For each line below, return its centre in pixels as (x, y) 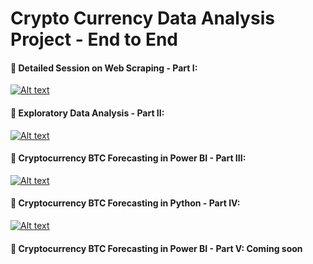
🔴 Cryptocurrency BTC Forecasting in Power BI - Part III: (128, 158)
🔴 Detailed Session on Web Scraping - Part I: (104, 68)
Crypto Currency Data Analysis (142, 18)
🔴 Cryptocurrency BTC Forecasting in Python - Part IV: (125, 203)
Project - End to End (94, 39)
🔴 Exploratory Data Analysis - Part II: (87, 113)
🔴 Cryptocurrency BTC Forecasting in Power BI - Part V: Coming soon (156, 248)
